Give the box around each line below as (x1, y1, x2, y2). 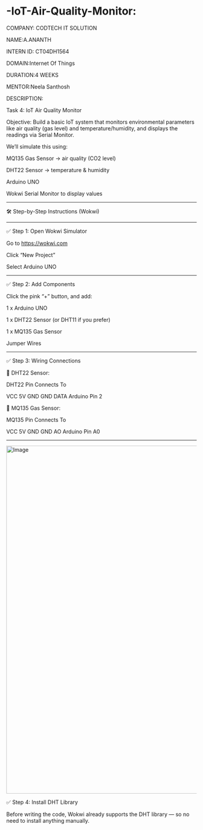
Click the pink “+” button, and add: (6, 292, 92, 300)
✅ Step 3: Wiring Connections (6, 356, 81, 364)
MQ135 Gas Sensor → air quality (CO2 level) (6, 155, 116, 162)
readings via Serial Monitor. (6, 131, 74, 138)
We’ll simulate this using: (6, 142, 68, 150)
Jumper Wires (6, 340, 42, 347)
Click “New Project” (6, 251, 56, 258)
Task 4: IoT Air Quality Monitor (6, 106, 82, 113)
